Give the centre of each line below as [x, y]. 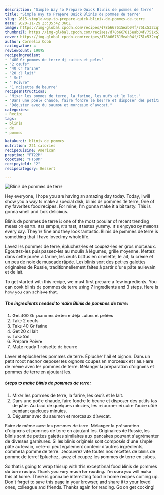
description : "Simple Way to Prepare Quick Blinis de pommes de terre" [79, 10]
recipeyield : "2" [23, 164]
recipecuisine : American [30, 150]
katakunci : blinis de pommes [35, 141]
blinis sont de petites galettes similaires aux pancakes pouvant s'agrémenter [82, 436]
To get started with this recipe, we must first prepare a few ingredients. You [81, 282]
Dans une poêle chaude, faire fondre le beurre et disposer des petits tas [84, 401]
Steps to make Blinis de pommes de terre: [48, 383]
